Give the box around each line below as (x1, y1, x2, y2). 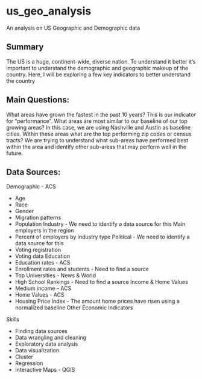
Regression (14, 360, 43, 367)
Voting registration (14, 246, 62, 254)
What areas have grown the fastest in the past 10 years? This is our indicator (6, 111, 196, 118)
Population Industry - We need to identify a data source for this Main (14, 220, 186, 228)
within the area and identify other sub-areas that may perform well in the (6, 143, 187, 150)
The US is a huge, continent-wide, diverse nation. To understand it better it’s (6, 58, 196, 65)
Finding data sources (14, 328, 68, 335)
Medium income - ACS (14, 285, 72, 292)
